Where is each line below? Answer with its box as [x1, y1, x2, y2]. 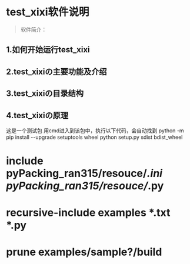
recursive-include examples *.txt [6, 206, 171, 219]
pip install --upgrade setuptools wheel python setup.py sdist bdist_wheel [6, 133, 183, 141]
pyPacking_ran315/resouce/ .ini [6, 167, 163, 180]
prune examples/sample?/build [6, 245, 162, 259]
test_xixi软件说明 [6, 5, 89, 19]
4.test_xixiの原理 [6, 110, 69, 121]
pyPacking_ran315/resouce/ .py [6, 179, 164, 193]
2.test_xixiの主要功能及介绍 [6, 66, 107, 76]
